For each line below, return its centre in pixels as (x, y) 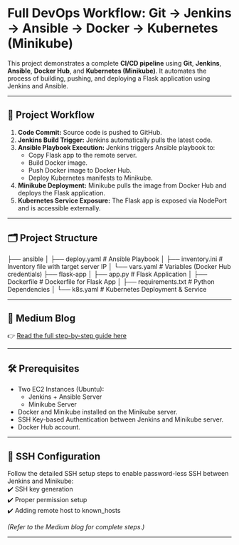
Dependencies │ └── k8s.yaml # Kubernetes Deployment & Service (107, 289)
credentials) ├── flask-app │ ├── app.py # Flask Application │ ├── (107, 274)
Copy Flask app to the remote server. (83, 155)
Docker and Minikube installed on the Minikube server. (97, 412)
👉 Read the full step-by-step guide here (67, 336)
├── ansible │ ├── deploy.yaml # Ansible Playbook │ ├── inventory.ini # (115, 259)
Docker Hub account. (49, 427)
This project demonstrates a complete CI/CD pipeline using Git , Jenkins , (115, 63)
